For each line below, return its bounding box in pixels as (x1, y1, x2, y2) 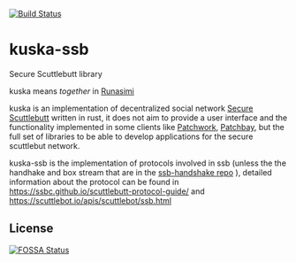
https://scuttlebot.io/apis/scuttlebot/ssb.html (9, 195, 172, 205)
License (9, 221, 54, 236)
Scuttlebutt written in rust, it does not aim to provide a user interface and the (9, 112, 288, 123)
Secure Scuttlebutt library (9, 68, 103, 79)
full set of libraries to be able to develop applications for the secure (9, 131, 254, 142)
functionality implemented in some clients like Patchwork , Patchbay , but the (9, 121, 285, 132)
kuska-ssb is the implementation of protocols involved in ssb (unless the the (9, 158, 287, 168)
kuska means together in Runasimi (9, 85, 134, 97)
